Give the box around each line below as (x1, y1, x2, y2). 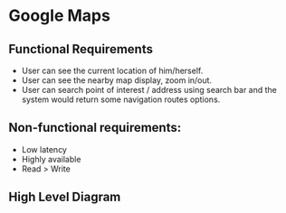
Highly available (21, 153, 81, 164)
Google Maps (8, 5, 110, 26)
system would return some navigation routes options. (21, 94, 221, 105)
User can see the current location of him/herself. (21, 65, 204, 76)
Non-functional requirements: (8, 120, 182, 135)
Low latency (21, 144, 67, 154)
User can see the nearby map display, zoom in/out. (21, 75, 213, 86)
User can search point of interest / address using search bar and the (21, 85, 278, 95)
